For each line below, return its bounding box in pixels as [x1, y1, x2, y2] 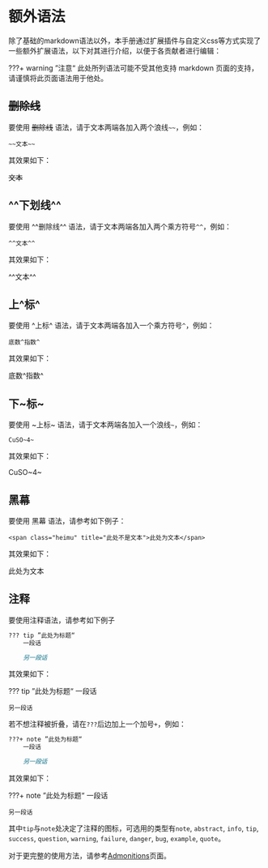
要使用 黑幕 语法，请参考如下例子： [8, 516, 126, 525]
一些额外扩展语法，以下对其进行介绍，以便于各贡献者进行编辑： [8, 45, 221, 55]
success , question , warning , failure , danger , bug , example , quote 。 [8, 834, 225, 844]
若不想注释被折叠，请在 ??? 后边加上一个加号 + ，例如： [8, 719, 186, 729]
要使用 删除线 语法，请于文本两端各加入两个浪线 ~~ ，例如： [8, 122, 205, 132]
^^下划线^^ [8, 199, 62, 212]
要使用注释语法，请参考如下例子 [8, 615, 115, 625]
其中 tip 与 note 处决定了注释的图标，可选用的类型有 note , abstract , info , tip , [8, 823, 259, 833]
